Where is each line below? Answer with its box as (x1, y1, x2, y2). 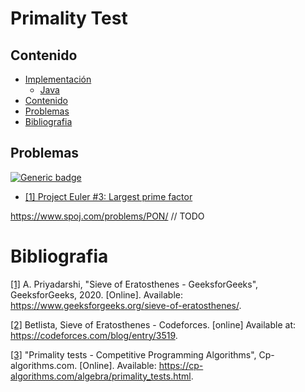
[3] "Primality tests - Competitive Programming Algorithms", (10, 348, 257, 361)
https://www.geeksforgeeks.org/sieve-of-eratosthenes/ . (10, 299, 242, 311)
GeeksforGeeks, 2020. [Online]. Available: (10, 288, 183, 301)
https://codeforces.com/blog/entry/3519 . (10, 329, 178, 341)
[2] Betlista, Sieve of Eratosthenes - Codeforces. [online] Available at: (10, 318, 297, 331)
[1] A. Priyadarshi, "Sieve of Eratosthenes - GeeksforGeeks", (10, 278, 259, 290)
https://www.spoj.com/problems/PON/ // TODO (10, 210, 205, 222)
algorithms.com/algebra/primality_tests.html (10, 370, 192, 382)
